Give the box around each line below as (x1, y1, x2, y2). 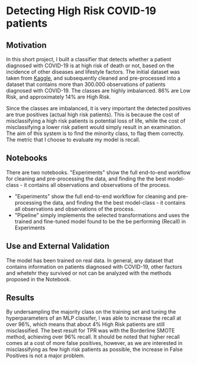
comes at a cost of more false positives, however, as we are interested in (6, 340, 183, 347)
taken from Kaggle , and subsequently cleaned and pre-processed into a (6, 75, 181, 81)
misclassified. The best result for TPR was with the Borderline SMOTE (6, 327, 175, 334)
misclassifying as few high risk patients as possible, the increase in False (6, 346, 183, 353)
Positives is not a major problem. (6, 352, 85, 359)
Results (6, 293, 35, 303)
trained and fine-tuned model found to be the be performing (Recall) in (14, 218, 186, 225)
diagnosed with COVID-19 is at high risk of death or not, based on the (6, 62, 175, 69)
